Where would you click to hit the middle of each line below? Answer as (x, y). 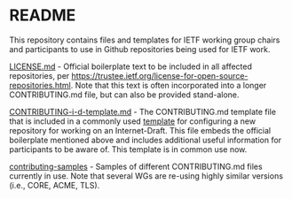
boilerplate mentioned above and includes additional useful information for (146, 140)
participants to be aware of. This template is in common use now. (128, 149)
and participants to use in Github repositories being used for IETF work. (140, 49)
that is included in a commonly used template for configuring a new (132, 121)
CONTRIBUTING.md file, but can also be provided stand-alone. (124, 95)
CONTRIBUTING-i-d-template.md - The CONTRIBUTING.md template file (143, 111)
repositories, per (39, 75)
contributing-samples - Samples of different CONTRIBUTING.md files (136, 166)
